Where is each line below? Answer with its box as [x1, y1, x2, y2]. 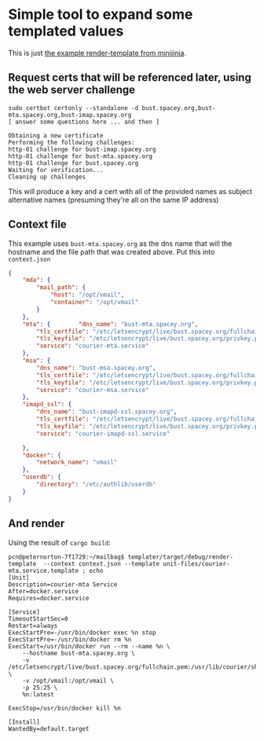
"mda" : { [22, 277, 51, 284]
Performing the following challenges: [8, 138, 135, 146]
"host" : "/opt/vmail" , [49, 291, 125, 299]
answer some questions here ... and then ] [15, 118, 159, 126]
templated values [8, 22, 124, 40]
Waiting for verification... [8, 166, 104, 174]
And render [8, 517, 65, 530]
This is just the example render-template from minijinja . [8, 48, 187, 57]
